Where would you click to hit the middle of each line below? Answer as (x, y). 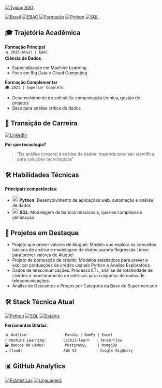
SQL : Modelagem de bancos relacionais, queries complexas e (81, 212)
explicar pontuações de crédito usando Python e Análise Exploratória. (81, 265)
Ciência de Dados (23, 58)
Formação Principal (25, 47)
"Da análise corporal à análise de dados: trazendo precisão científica (85, 154)
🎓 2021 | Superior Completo (34, 88)
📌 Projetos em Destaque (42, 233)
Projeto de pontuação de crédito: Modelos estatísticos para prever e (80, 260)
